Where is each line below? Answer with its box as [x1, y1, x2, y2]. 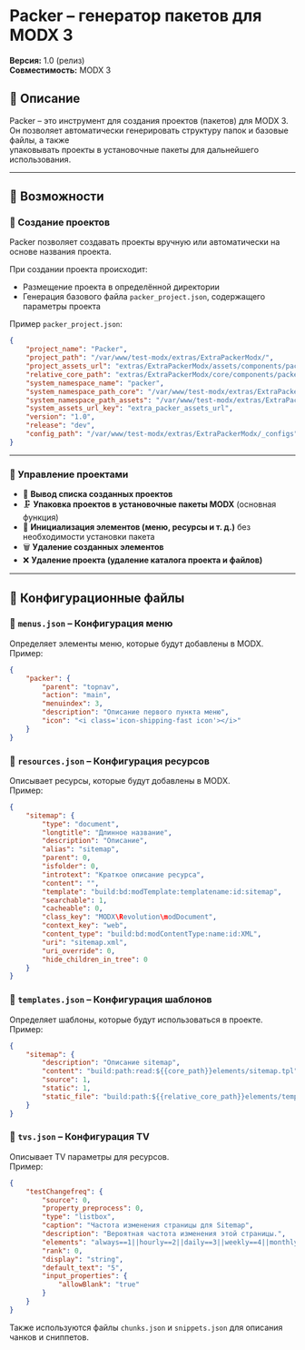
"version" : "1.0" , [25, 412, 95, 421]
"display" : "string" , [42, 1254, 124, 1264]
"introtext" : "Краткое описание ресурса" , [42, 870, 205, 879]
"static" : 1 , [42, 1084, 92, 1093]
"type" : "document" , [42, 819, 120, 828]
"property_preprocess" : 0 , [42, 1203, 144, 1213]
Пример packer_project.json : [9, 319, 123, 330]
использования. [9, 154, 72, 165]
